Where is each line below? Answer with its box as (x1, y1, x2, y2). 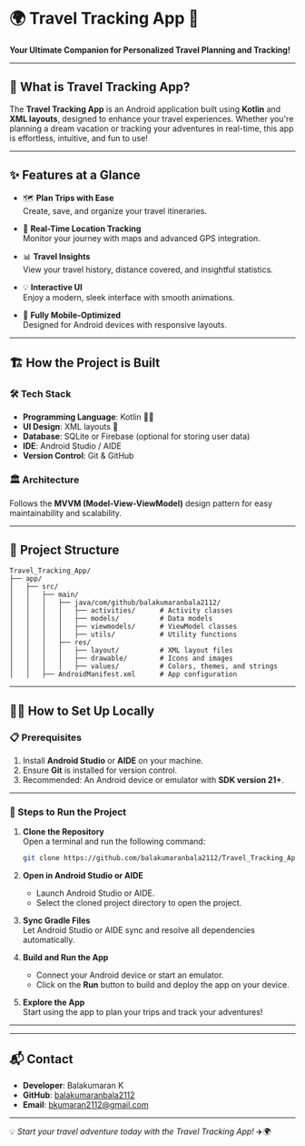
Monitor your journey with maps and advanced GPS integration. (22, 232, 261, 243)
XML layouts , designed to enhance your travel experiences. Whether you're (9, 113, 294, 124)
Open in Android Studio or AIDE (22, 870, 143, 881)
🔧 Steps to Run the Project (9, 806, 127, 818)
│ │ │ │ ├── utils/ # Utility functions (9, 630, 238, 639)
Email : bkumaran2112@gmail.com (22, 1100, 150, 1111)
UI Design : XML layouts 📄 (22, 421, 119, 432)
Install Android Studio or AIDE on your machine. (22, 756, 204, 766)
